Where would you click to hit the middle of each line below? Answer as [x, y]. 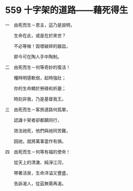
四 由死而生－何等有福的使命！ [38, 152]
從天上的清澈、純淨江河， [40, 162]
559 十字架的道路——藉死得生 [66, 10]
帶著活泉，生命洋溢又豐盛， [42, 173]
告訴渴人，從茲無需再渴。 [40, 183]
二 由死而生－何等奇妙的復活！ [38, 67]
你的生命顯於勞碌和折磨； [40, 88]
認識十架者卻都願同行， [38, 120]
